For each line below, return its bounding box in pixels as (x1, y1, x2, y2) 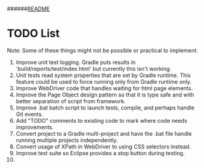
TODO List (7, 27, 60, 40)
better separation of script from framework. (15, 97, 126, 104)
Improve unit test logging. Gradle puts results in (15, 58, 136, 66)
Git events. (15, 110, 43, 118)
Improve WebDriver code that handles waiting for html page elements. (15, 84, 193, 92)
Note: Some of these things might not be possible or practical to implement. (7, 46, 198, 54)
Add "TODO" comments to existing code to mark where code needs (15, 117, 187, 124)
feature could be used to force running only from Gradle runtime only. (15, 78, 192, 85)
